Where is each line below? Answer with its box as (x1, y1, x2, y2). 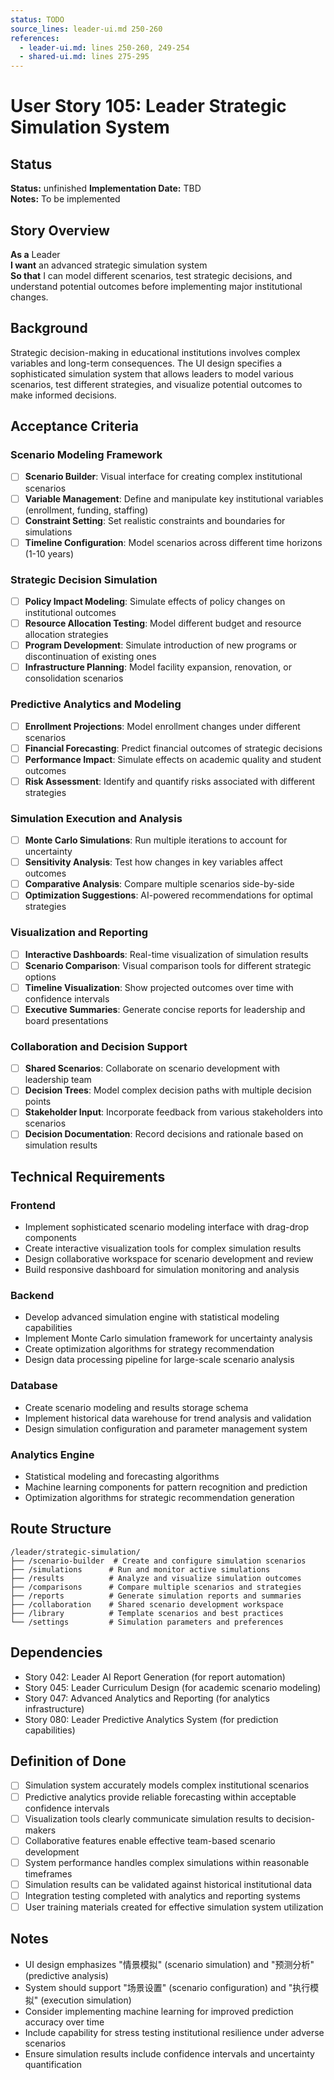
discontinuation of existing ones (24, 651, 157, 663)
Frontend (10, 1198, 56, 1212)
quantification (24, 2058, 82, 2070)
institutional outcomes (24, 607, 117, 619)
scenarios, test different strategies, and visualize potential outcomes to (10, 378, 303, 390)
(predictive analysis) (24, 1969, 109, 1981)
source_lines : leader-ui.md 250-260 (10, 24, 163, 34)
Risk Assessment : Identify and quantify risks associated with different (24, 775, 316, 787)
